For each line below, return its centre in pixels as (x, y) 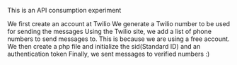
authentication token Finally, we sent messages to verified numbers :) (109, 54)
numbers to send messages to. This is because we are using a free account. (118, 39)
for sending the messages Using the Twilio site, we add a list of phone (110, 31)
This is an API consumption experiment (64, 10)
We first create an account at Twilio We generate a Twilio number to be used (119, 24)
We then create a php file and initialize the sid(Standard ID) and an (104, 46)
